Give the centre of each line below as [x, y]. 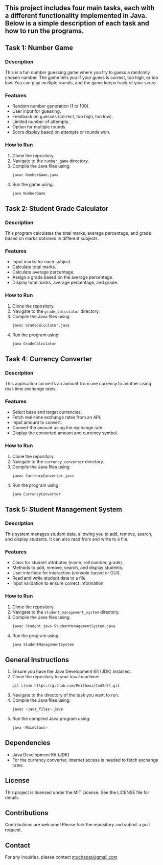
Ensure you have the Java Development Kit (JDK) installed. [71, 671]
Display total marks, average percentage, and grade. [65, 283]
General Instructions [37, 659]
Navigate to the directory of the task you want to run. [66, 695]
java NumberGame [29, 193]
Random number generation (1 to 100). [51, 106]
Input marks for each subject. [42, 262]
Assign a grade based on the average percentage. [63, 277]
